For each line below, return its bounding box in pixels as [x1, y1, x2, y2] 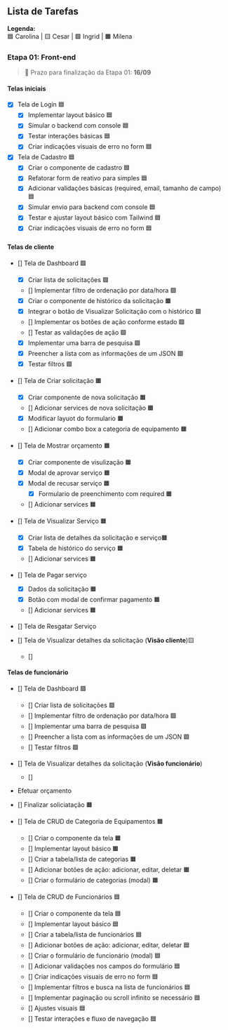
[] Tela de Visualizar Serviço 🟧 [17, 516, 107, 525]
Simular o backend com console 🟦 [27, 121, 129, 130]
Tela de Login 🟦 [17, 100, 65, 109]
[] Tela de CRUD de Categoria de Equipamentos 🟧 [17, 817, 163, 825]
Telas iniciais [7, 84, 46, 93]
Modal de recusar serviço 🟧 [27, 479, 110, 487]
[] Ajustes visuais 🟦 [27, 1003, 86, 1012]
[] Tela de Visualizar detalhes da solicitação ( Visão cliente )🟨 [17, 636, 195, 644]
